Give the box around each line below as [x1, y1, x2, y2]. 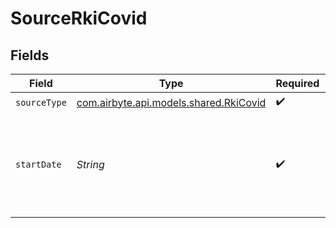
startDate [15, 159, 62, 170]
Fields [10, 47, 50, 64]
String [76, 158, 105, 171]
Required [275, 77, 320, 90]
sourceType [15, 97, 67, 108]
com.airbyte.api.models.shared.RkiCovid [76, 95, 267, 109]
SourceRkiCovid [10, 7, 148, 30]
